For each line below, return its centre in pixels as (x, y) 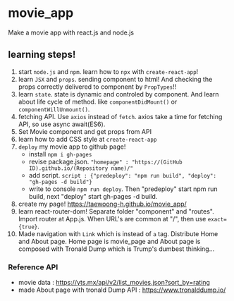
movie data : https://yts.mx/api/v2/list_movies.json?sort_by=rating (114, 283)
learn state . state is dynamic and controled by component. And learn (118, 94)
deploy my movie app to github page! (72, 147)
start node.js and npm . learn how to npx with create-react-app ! (108, 71)
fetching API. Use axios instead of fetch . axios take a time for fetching (120, 116)
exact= (217, 219)
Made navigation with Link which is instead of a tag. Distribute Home (118, 233)
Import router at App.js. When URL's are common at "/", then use (112, 219)
